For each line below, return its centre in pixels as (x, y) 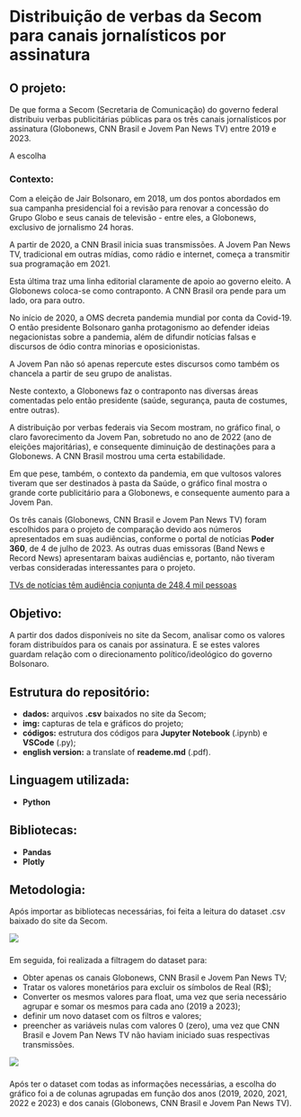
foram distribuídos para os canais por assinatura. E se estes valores (135, 644)
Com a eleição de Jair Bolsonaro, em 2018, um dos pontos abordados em (145, 199)
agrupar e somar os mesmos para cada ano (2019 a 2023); (131, 1006)
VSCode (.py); (49, 742)
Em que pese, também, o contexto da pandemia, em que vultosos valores (146, 473)
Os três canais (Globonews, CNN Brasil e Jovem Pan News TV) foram (138, 520)
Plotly (33, 861)
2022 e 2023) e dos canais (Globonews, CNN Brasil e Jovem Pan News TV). (150, 1103)
